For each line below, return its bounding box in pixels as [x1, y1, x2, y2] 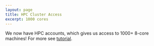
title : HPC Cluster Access [5, 12, 62, 17]
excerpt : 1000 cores [5, 16, 49, 21]
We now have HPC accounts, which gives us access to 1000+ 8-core [5, 30, 149, 36]
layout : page [5, 7, 33, 12]
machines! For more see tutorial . [5, 35, 73, 41]
